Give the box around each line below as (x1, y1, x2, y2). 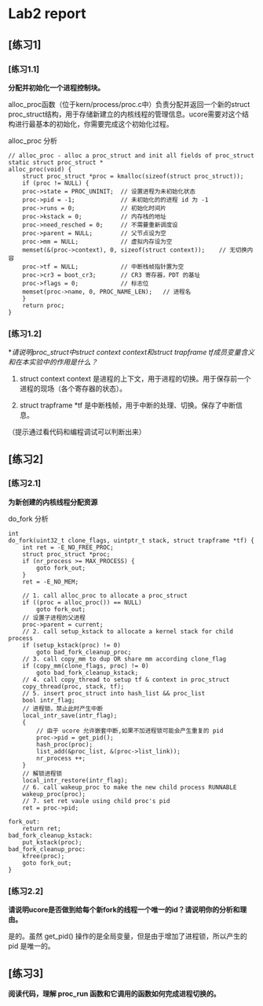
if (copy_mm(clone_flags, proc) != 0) (22, 661, 149, 669)
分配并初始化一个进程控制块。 (8, 83, 104, 92)
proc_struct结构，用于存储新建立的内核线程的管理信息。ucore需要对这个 (8, 109, 243, 119)
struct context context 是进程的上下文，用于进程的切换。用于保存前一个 (19, 374, 251, 384)
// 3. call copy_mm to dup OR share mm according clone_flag (22, 654, 226, 663)
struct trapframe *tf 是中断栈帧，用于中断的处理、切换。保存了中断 (19, 400, 236, 410)
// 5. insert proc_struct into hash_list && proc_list (22, 689, 206, 697)
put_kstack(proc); (22, 838, 82, 846)
